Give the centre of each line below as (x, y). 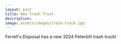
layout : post (18, 9)
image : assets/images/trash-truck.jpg (45, 23)
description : (18, 18)
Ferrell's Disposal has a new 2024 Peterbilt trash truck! (61, 37)
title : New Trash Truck (30, 14)
